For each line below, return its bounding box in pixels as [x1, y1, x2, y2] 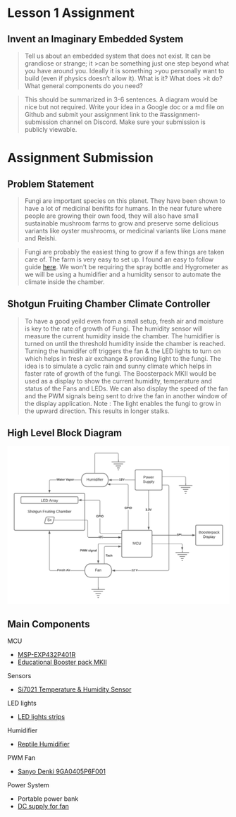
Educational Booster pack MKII [17, 658, 107, 667]
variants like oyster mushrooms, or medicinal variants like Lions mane [24, 227, 227, 235]
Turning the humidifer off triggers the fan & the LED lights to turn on [24, 347, 221, 355]
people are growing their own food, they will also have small [24, 211, 199, 220]
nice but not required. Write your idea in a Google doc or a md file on [24, 103, 225, 111]
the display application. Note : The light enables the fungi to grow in [24, 399, 221, 407]
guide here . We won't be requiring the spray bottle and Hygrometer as [24, 263, 229, 271]
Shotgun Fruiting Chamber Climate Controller [7, 298, 211, 310]
